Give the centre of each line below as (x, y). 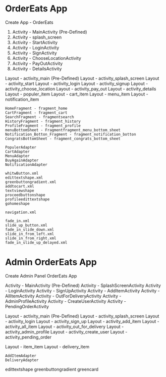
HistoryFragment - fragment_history (43, 121)
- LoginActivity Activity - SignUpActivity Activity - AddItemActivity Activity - (83, 290)
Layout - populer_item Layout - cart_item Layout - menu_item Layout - (77, 94)
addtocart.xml (20, 186)
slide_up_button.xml (27, 225)
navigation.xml (21, 212)
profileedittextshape (28, 199)
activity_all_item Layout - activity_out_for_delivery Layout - (64, 327)
